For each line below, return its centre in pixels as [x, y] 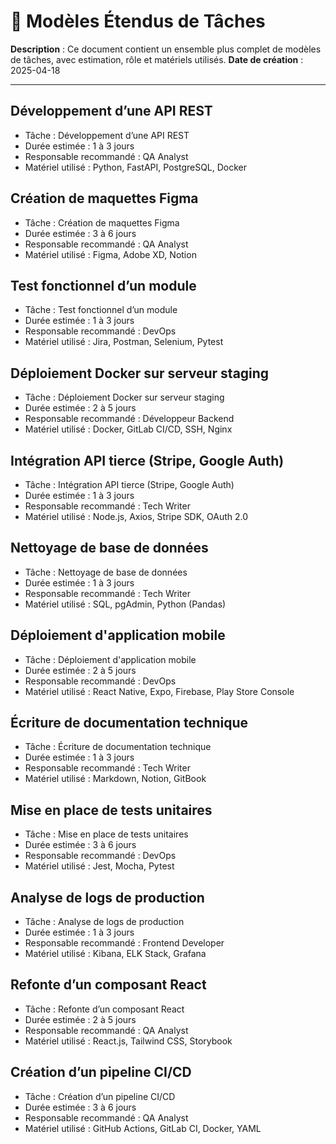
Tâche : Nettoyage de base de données [106, 572]
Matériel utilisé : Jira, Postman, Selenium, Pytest [124, 342]
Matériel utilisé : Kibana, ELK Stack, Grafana [115, 954]
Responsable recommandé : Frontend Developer [124, 943]
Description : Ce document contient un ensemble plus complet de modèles [166, 49]
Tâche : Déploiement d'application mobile [110, 659]
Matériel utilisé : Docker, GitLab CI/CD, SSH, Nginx [128, 429]
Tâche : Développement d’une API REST [107, 135]
